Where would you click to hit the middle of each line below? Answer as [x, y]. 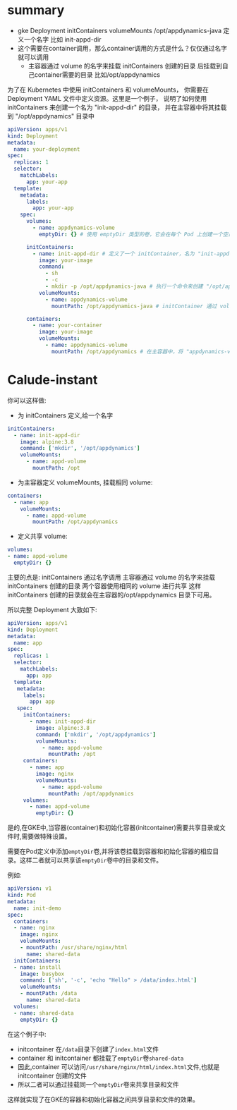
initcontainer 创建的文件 [52, 1075]
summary [36, 10]
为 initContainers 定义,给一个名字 [65, 415]
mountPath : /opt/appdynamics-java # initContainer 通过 [134, 306]
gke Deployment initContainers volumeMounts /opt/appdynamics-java [120, 30]
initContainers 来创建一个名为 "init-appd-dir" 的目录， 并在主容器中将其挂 [114, 107]
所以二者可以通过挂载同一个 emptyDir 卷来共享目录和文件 [98, 1084]
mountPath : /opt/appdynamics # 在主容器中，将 [117, 351]
